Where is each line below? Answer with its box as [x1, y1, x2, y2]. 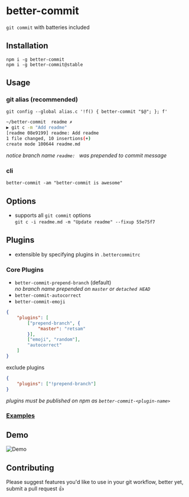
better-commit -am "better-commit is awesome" [6, 180, 123, 186]
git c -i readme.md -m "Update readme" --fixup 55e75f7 [14, 219, 155, 225]
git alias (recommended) [6, 96, 79, 104]
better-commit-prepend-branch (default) [14, 279, 112, 286]
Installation [6, 41, 48, 51]
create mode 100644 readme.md [6, 141, 81, 147]
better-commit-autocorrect [14, 293, 82, 299]
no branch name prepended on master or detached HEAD [14, 285, 151, 293]
